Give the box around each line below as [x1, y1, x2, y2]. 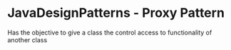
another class [7, 35, 48, 44]
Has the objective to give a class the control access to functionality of [7, 28, 212, 37]
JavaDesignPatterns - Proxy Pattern [7, 5, 225, 21]
